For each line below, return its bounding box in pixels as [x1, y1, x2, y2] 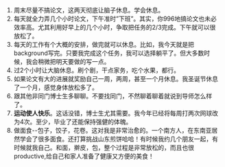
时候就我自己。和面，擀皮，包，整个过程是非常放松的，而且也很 [13, 144, 194, 151]
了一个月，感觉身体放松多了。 [13, 83, 98, 91]
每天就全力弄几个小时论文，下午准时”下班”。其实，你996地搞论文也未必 [13, 14, 217, 23]
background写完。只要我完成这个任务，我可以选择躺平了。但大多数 [13, 49, 204, 57]
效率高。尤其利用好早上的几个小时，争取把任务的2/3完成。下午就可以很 [13, 23, 216, 31]
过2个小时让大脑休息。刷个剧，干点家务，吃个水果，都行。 [13, 66, 180, 74]
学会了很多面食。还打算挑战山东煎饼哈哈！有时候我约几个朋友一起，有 [19, 135, 218, 143]
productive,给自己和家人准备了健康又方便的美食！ [13, 152, 154, 160]
